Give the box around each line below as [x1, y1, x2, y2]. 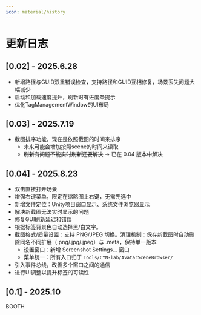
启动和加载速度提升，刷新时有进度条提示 [14, 93, 116, 101]
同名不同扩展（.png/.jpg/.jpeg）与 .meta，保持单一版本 [19, 239, 157, 246]
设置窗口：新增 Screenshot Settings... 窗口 [23, 246, 130, 253]
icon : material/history [5, 8, 66, 15]
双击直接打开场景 [14, 185, 58, 193]
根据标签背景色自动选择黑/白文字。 [14, 224, 102, 231]
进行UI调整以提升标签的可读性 [14, 269, 89, 276]
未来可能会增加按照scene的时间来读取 [23, 143, 119, 150]
